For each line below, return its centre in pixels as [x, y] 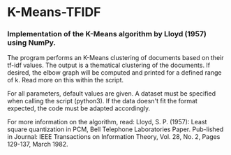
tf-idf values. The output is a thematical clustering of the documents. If [109, 65]
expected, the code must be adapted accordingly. [79, 108]
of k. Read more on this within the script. [66, 80]
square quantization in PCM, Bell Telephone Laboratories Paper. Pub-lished [115, 129]
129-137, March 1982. [38, 145]
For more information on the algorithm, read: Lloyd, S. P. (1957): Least [107, 122]
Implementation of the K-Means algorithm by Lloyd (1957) [107, 34]
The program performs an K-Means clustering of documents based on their [116, 58]
